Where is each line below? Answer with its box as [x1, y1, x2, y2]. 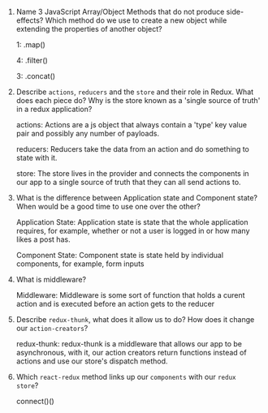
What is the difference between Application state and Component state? [15, 193, 258, 202]
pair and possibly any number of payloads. [15, 129, 160, 138]
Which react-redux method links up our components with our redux [15, 372, 236, 381]
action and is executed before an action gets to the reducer [15, 299, 215, 308]
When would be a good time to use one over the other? [15, 202, 201, 211]
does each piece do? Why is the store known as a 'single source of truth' [15, 96, 261, 105]
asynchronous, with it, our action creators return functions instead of [15, 348, 247, 357]
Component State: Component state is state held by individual [15, 251, 224, 260]
